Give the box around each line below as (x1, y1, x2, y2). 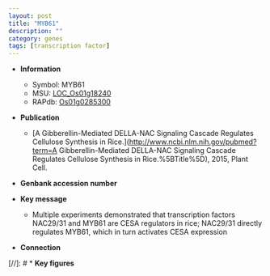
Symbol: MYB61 (32, 80, 85, 90)
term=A (32, 146, 58, 155)
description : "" (8, 27, 63, 35)
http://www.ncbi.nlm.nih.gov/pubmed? (129, 137, 257, 146)
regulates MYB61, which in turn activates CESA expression (32, 227, 228, 237)
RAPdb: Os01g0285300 (32, 97, 112, 107)
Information (19, 64, 61, 74)
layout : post (8, 11, 53, 20)
